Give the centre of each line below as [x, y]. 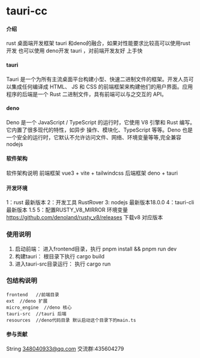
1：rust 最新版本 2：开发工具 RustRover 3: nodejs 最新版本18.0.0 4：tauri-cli [100, 202]
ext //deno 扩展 [27, 301]
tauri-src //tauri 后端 [36, 314]
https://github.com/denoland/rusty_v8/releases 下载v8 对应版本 [85, 217]
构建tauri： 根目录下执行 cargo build [60, 256]
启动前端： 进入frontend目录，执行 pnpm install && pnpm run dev [96, 249]
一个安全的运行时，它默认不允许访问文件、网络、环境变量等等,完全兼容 [94, 137]
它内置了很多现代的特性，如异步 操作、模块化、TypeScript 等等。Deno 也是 [100, 130]
